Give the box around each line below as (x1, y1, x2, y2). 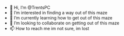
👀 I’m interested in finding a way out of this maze (9, 10, 108, 16)
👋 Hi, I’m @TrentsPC (9, 5, 51, 10)
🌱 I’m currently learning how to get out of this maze (9, 15, 113, 20)
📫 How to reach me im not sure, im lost (9, 26, 89, 31)
